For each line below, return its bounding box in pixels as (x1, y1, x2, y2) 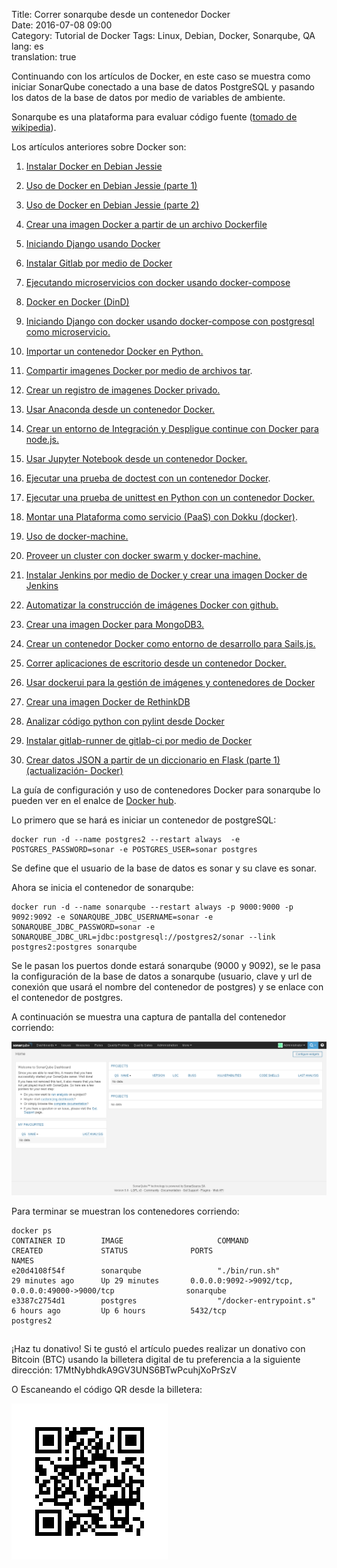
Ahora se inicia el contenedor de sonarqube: (11, 882, 194, 893)
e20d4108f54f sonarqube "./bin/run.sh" (11, 1265, 281, 1276)
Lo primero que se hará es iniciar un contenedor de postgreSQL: (11, 814, 277, 826)
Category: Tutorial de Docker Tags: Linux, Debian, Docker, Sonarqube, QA (11, 30, 316, 41)
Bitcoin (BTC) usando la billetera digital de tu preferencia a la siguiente (11, 1353, 301, 1365)
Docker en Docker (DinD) (25, 296, 130, 308)
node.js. (25, 434, 60, 445)
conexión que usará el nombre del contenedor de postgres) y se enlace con (11, 981, 324, 993)
